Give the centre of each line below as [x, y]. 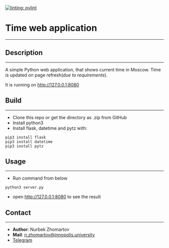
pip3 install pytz [24, 146]
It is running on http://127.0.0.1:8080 [42, 85]
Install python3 [28, 123]
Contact [18, 213]
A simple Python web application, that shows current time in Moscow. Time [83, 69]
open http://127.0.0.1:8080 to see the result [57, 197]
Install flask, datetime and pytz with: [50, 128]
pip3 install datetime [29, 142]
